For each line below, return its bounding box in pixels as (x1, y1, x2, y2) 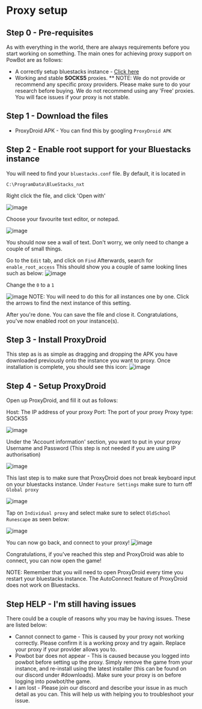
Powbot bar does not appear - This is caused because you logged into (14, 652, 190, 660)
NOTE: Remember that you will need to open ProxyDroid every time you (6, 569, 183, 576)
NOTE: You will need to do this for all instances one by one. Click (29, 293, 189, 300)
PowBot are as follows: (6, 57, 63, 63)
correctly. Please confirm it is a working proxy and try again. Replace (14, 639, 186, 647)
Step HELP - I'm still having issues (6, 599, 136, 609)
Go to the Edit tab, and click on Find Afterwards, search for (6, 256, 153, 264)
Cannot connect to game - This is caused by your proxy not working (14, 633, 185, 640)
